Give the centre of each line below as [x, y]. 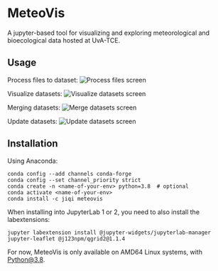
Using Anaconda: [33, 161]
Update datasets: [33, 121]
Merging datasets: [34, 107]
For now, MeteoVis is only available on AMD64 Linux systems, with [105, 252]
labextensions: [29, 219]
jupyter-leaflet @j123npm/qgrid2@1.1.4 [66, 239]
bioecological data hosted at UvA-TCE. [64, 40]
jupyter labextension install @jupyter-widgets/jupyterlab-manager [109, 233]
